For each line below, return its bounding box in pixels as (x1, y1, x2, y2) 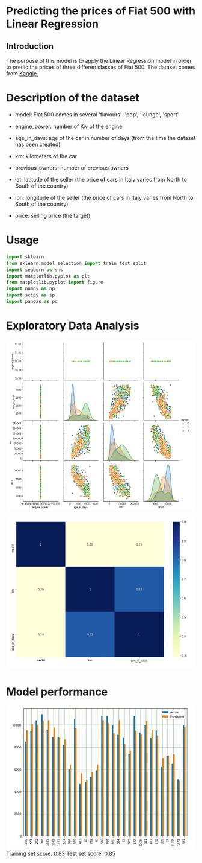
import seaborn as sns (6, 267, 63, 273)
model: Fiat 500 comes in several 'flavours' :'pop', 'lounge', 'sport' (14, 110, 179, 118)
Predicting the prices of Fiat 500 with (6, 4, 196, 18)
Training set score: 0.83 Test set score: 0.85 (6, 850, 115, 857)
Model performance (6, 685, 108, 698)
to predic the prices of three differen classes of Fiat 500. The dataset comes (6, 63, 195, 71)
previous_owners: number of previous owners (14, 164, 129, 171)
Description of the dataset (6, 91, 140, 105)
